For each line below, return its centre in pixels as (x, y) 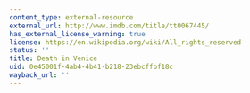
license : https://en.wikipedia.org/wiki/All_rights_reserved (125, 42)
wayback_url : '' (39, 75)
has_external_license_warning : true (77, 34)
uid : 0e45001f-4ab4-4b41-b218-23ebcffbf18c (92, 67)
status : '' (29, 50)
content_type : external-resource (71, 17)
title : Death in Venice (54, 58)
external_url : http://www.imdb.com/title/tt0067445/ (109, 26)
